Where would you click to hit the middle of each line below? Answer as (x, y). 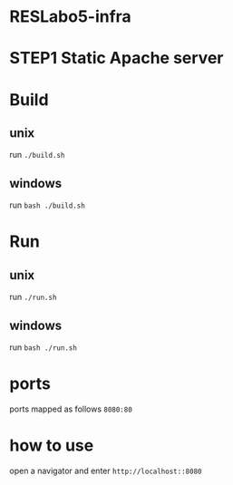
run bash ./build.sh (48, 205)
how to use (52, 446)
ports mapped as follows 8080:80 (71, 409)
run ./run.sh (33, 297)
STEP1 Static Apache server (116, 58)
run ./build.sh (37, 155)
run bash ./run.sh (43, 347)
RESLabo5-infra (70, 17)
